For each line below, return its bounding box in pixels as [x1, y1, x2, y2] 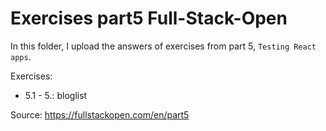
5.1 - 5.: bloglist [24, 89, 88, 101]
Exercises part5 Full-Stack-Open [10, 7, 288, 30]
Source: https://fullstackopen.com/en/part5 [10, 108, 190, 121]
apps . [10, 50, 32, 62]
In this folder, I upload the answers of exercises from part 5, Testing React [10, 40, 317, 52]
